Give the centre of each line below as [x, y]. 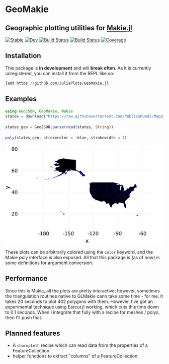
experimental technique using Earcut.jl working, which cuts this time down [82, 307]
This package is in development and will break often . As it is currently [78, 68]
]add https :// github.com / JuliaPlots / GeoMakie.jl [57, 83]
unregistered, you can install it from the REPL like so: [60, 73]
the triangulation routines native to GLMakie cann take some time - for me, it [84, 296]
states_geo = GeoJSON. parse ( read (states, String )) [59, 127]
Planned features [33, 333]
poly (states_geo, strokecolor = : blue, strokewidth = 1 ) [66, 138]
